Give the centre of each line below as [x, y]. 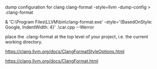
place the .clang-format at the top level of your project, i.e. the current [77, 37]
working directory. [24, 42]
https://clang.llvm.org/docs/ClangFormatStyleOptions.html [65, 52]
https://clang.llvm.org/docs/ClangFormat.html [52, 61]
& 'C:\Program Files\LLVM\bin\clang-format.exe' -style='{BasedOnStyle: [79, 22]
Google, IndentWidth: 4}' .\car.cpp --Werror [50, 27]
